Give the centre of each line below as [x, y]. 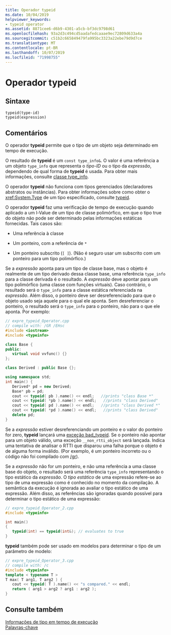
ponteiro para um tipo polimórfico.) [49, 259]
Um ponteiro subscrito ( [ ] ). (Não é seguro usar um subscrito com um [87, 253]
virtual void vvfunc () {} [39, 354]
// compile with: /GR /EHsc [35, 326]
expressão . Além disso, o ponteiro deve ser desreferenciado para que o [81, 295]
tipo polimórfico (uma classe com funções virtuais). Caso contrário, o [78, 285]
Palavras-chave [22, 627]
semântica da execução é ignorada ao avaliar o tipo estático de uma [77, 488]
